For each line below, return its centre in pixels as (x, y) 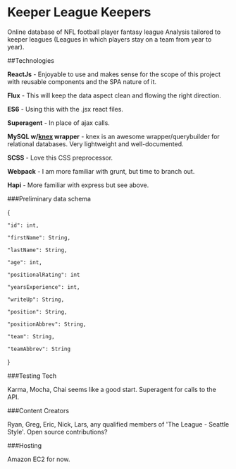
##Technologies (31, 60)
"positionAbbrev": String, (47, 324)
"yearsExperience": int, (44, 287)
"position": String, (38, 311)
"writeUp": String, (36, 299)
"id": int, (23, 225)
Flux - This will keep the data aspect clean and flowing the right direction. (114, 95)
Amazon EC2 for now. (39, 459)
